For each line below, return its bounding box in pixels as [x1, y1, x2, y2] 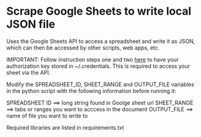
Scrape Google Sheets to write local [6, 4, 191, 18]
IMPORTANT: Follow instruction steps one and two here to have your [6, 56, 179, 63]
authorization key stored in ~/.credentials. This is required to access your [6, 62, 191, 70]
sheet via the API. [6, 68, 51, 76]
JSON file [6, 17, 56, 31]
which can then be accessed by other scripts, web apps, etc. [6, 44, 160, 51]
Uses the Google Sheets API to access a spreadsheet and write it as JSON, [6, 37, 196, 45]
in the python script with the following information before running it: [6, 87, 177, 94]
